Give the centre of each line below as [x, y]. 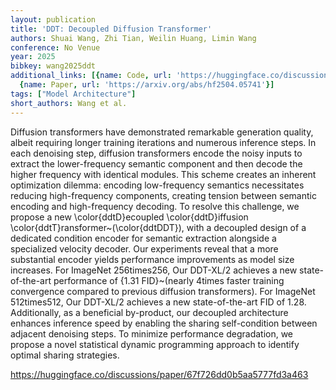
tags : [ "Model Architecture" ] [73, 94]
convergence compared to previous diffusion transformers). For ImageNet [163, 291]
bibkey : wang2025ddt [53, 66]
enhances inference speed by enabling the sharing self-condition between [164, 323]
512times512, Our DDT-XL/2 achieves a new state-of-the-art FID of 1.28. [158, 302]
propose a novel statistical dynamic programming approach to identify [155, 344]
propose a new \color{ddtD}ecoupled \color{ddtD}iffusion [129, 217]
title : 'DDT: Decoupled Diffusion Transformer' [111, 29]
